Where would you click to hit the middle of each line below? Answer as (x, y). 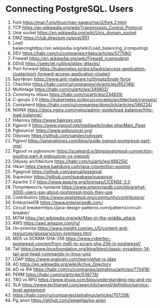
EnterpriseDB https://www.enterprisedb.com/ (58, 202)
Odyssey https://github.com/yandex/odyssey (58, 135)
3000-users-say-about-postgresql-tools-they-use (63, 192)
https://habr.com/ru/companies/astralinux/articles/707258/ (71, 295)
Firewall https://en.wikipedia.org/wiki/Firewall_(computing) (71, 58)
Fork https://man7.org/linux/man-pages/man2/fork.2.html (70, 22)
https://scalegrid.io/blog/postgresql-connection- (105, 151)
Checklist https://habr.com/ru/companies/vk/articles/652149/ (74, 84)
